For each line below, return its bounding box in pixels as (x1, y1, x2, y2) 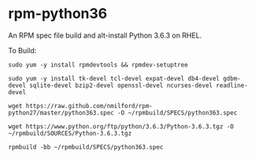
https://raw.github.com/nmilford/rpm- (25, 102, 153, 110)
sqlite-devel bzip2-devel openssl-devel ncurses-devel (28, 81, 213, 89)
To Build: (8, 45, 37, 55)
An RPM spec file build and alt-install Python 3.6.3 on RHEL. (8, 31, 202, 40)
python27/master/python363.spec (8, 109, 114, 117)
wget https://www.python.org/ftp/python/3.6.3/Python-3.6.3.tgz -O (8, 122, 235, 130)
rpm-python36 (8, 5, 108, 23)
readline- (216, 81, 248, 89)
